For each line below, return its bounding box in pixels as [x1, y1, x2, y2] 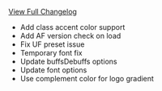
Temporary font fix [19, 48, 83, 57]
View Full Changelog [8, 7, 77, 16]
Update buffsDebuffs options [19, 56, 117, 66]
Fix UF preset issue [19, 39, 85, 49]
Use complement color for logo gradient [19, 74, 154, 83]
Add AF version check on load [19, 31, 122, 40]
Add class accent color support [19, 23, 126, 31]
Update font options [19, 65, 87, 75]
